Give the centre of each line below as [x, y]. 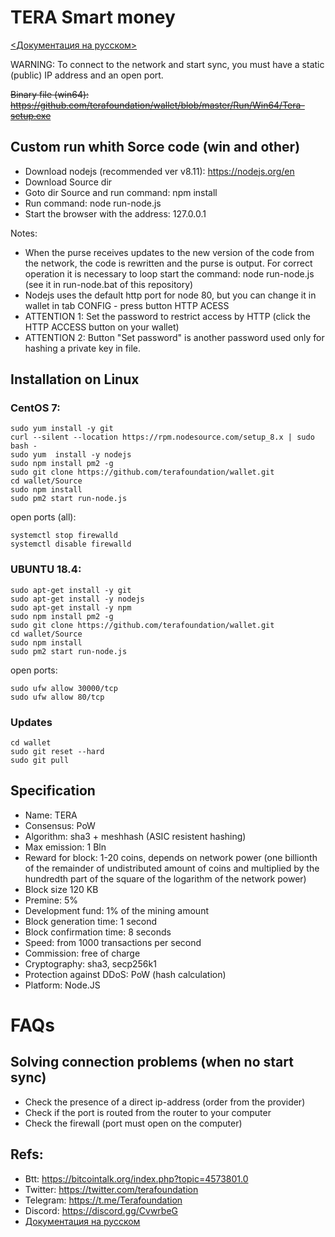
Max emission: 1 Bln [65, 847]
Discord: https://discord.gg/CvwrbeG [101, 1210]
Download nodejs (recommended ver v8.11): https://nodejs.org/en [159, 171]
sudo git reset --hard [57, 752]
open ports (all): [43, 517]
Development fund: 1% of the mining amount [117, 910]
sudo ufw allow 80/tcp [57, 697]
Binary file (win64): [50, 94]
